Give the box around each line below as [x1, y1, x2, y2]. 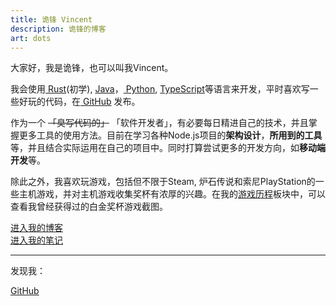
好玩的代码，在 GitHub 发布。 [18, 96, 141, 108]
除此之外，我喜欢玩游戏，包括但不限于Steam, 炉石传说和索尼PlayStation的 [10, 176, 316, 188]
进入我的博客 [10, 222, 63, 234]
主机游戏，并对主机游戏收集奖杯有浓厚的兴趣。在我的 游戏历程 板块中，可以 [18, 188, 326, 200]
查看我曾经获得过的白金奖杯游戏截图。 [10, 201, 168, 213]
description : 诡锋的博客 [10, 24, 107, 34]
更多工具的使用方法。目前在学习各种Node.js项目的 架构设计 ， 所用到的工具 [18, 129, 323, 141]
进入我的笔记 [10, 234, 63, 246]
